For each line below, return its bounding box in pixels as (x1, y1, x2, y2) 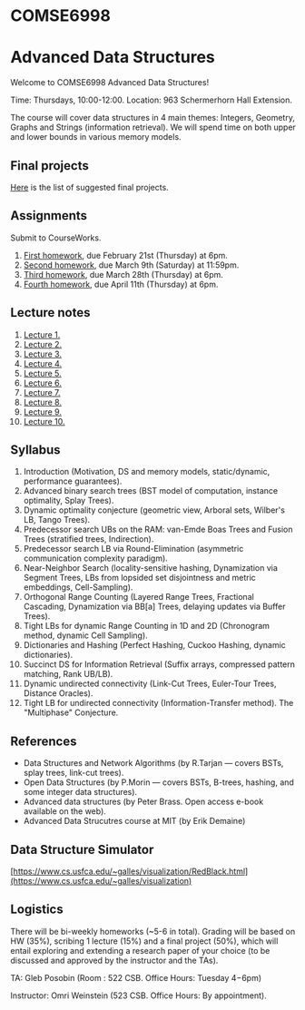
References (10, 733, 77, 749)
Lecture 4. (23, 358, 63, 368)
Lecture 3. (23, 348, 63, 359)
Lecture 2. (23, 338, 63, 349)
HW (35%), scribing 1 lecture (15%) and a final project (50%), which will (10, 936, 279, 946)
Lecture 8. (23, 397, 63, 407)
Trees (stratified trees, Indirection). (23, 534, 154, 544)
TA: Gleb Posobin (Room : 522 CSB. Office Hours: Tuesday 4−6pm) (10, 972, 262, 983)
